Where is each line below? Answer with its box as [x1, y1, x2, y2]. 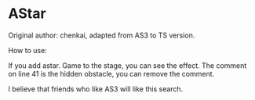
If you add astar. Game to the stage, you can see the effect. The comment [8, 60, 247, 70]
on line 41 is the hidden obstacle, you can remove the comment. [8, 69, 215, 78]
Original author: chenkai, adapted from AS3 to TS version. [8, 30, 195, 40]
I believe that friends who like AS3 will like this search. [8, 84, 184, 94]
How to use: [8, 45, 47, 55]
